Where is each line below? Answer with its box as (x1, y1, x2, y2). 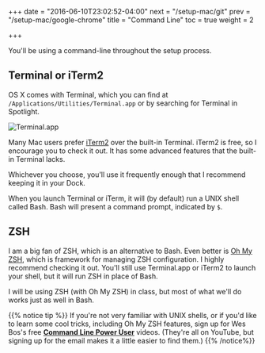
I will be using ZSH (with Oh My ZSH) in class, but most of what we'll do (8, 286, 242, 296)
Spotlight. (8, 106, 40, 116)
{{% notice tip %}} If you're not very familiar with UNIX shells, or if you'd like (8, 310, 257, 320)
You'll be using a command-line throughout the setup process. (8, 46, 212, 55)
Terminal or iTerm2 (8, 69, 104, 82)
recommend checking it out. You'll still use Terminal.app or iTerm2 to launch (8, 263, 256, 272)
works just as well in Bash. (8, 295, 95, 305)
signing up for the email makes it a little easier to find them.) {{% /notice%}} (8, 336, 256, 345)
